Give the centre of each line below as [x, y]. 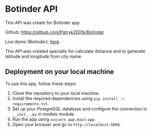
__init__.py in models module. [44, 114]
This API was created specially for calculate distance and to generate [75, 51]
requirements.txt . [30, 104]
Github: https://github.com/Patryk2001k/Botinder [55, 32]
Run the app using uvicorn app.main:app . [54, 119]
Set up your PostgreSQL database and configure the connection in [80, 108]
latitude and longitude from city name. [44, 56]
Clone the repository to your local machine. [56, 93]
